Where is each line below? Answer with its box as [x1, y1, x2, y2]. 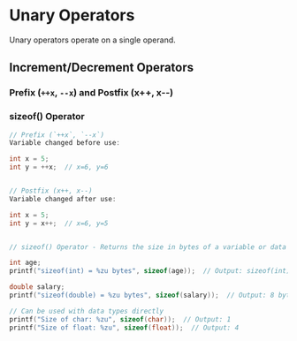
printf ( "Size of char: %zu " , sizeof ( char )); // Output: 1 [9, 314, 232, 323]
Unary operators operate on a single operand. [9, 34, 177, 45]
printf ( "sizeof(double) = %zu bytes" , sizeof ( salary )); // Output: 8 [9, 291, 275, 300]
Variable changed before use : [9, 139, 121, 148]
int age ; [9, 258, 42, 268]
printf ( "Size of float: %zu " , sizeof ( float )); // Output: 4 [9, 323, 240, 332]
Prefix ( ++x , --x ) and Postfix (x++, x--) [9, 87, 174, 99]
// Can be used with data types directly [9, 307, 164, 315]
